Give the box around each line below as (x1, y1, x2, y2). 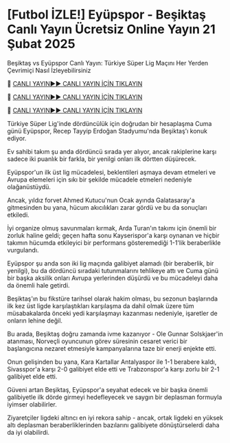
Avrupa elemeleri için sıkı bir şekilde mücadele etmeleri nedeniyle (7, 175, 192, 184)
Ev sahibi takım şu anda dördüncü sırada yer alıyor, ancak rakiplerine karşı (7, 147, 217, 155)
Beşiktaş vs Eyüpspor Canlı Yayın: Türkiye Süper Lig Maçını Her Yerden (7, 58, 209, 67)
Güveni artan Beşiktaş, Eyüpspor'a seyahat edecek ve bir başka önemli (7, 385, 208, 393)
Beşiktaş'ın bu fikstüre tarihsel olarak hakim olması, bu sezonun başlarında (7, 294, 218, 303)
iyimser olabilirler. (7, 400, 57, 409)
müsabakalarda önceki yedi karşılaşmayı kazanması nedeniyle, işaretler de (7, 309, 218, 317)
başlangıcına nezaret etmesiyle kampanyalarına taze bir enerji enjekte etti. (7, 344, 217, 352)
